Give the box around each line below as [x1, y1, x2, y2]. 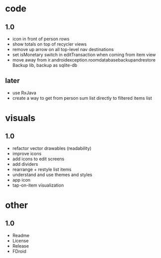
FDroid [12, 248, 26, 254]
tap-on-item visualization [12, 182, 64, 188]
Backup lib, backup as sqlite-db [12, 63, 78, 68]
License [12, 238, 29, 244]
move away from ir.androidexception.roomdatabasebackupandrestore [12, 57, 156, 63]
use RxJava [12, 90, 36, 96]
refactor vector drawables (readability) [12, 145, 92, 151]
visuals [5, 113, 36, 124]
